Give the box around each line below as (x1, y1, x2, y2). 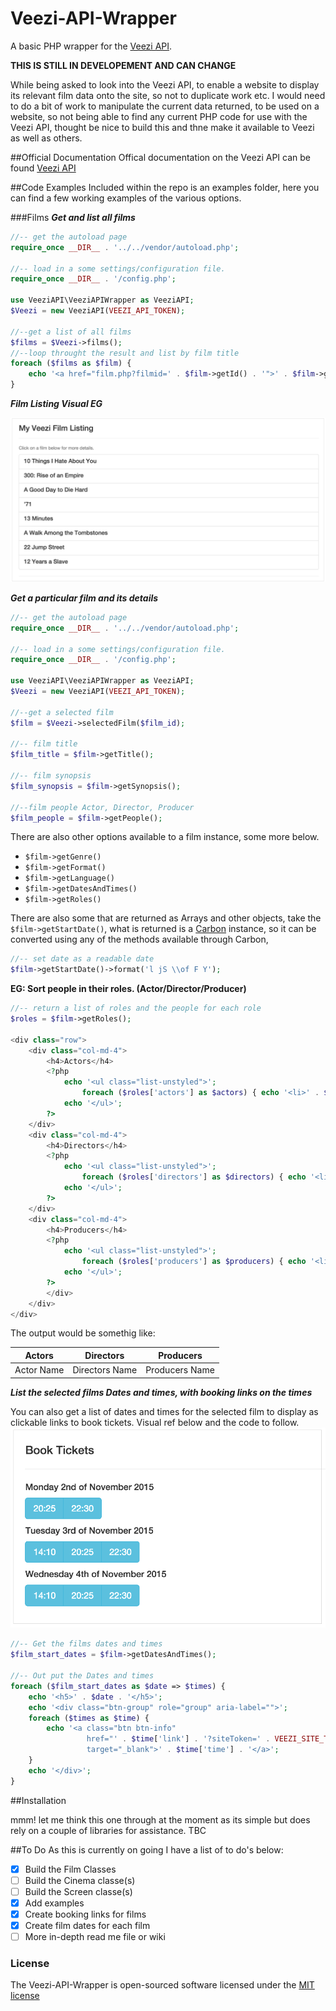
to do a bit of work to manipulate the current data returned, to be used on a (10, 100, 320, 112)
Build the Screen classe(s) (24, 1885, 133, 1897)
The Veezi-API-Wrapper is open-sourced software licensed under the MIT (10, 1979, 315, 1991)
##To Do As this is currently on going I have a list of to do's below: (10, 1843, 284, 1856)
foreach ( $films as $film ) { (10, 358, 132, 369)
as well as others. (10, 132, 83, 144)
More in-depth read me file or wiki (24, 1931, 166, 1943)
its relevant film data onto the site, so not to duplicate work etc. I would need (10, 89, 326, 101)
